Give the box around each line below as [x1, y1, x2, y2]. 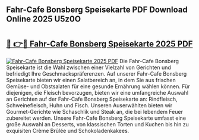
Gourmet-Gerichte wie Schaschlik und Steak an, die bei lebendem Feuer [6, 108, 183, 115]
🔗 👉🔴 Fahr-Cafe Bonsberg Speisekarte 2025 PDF [6, 39, 193, 49]
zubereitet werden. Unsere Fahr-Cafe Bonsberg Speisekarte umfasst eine [6, 114, 186, 122]
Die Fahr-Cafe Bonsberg [119, 58, 179, 64]
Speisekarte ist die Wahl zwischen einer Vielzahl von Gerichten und [6, 64, 171, 71]
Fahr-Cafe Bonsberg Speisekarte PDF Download [6, 5, 188, 15]
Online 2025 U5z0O [6, 14, 81, 24]
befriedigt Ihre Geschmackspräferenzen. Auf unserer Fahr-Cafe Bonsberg [6, 70, 187, 77]
